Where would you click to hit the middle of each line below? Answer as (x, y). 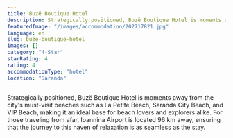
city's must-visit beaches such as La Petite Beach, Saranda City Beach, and (115, 105)
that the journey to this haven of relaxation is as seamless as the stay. (106, 127)
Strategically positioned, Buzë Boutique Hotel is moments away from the (111, 98)
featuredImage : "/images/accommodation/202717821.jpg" (88, 26)
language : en (26, 33)
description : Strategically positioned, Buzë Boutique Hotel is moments (114, 20)
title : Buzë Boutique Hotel (48, 14)
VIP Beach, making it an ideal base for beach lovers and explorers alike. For (115, 112)
